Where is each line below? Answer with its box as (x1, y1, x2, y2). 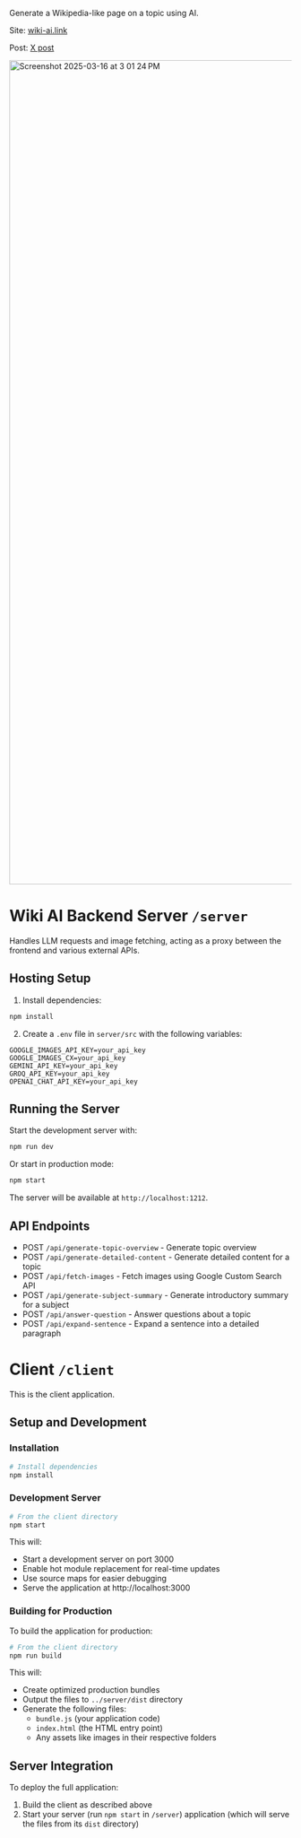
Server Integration (9, 1758, 114, 1773)
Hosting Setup (9, 971, 91, 986)
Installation (9, 1442, 60, 1454)
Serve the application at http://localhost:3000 (21, 1582, 191, 1593)
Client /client (9, 1359, 115, 1380)
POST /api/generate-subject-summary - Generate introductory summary (21, 1290, 289, 1300)
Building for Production (9, 1605, 113, 1617)
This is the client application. (9, 1389, 115, 1399)
